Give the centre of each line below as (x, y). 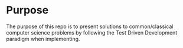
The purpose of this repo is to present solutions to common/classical (90, 26)
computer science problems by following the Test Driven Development (92, 32)
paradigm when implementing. (43, 39)
